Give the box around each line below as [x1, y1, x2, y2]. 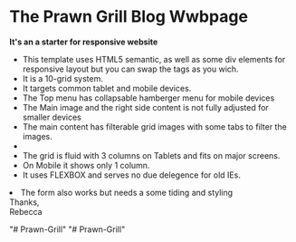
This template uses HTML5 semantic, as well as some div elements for [22, 53, 286, 64]
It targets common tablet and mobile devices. [22, 82, 192, 93]
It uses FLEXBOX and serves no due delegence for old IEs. [22, 169, 242, 180]
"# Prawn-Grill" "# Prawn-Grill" [9, 224, 126, 235]
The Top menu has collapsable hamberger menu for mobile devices [22, 92, 275, 103]
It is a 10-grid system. [22, 73, 104, 83]
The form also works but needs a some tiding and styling [21, 187, 234, 198]
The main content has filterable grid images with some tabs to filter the [22, 121, 287, 132]
